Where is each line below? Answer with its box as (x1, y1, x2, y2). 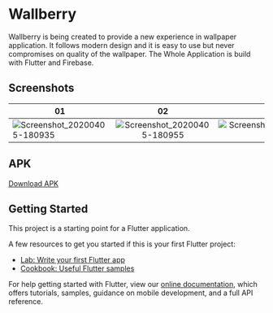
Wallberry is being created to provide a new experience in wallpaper (8, 32, 237, 41)
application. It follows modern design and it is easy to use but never (8, 40, 235, 50)
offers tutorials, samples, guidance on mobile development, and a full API (8, 288, 253, 298)
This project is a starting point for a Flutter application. (8, 224, 190, 233)
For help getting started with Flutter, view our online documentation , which (8, 280, 258, 289)
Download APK (8, 178, 59, 188)
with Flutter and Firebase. (8, 58, 94, 67)
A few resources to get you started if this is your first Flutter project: (8, 239, 236, 249)
